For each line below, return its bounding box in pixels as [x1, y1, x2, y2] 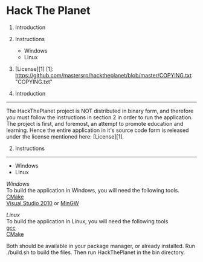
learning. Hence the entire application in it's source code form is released [6, 126, 189, 134]
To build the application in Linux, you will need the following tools [6, 217, 169, 224]
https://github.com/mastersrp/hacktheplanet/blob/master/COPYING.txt [14, 71, 192, 79]
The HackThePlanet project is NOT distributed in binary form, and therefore [6, 107, 194, 114]
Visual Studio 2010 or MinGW [6, 199, 80, 206]
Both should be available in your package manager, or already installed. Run [6, 242, 195, 249]
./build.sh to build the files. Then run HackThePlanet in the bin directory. [6, 249, 185, 256]
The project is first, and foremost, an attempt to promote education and [6, 120, 184, 127]
